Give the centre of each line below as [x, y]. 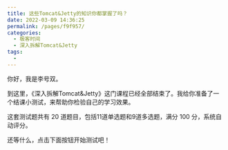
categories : [24, 33]
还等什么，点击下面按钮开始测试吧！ [59, 140]
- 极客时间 [27, 39]
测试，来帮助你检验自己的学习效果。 [83, 102]
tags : [15, 52]
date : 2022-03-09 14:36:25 [46, 20]
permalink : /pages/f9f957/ [46, 26]
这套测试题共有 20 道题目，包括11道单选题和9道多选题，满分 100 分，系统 [112, 116]
